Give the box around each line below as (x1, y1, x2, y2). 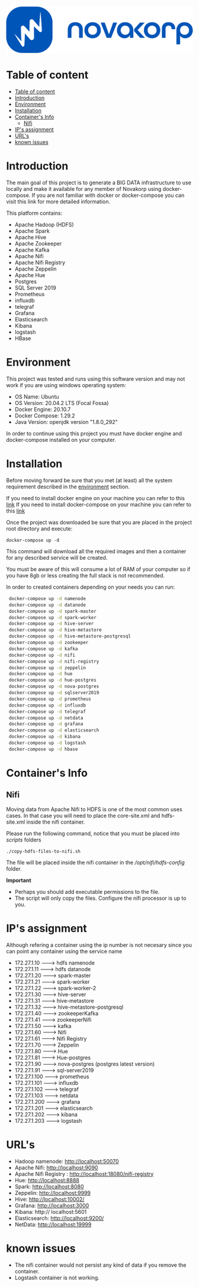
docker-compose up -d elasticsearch (8, 727, 99, 733)
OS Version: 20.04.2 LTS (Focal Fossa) (14, 399, 109, 406)
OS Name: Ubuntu (14, 393, 59, 400)
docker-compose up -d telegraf (8, 708, 86, 714)
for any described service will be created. (6, 554, 108, 561)
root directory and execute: (6, 525, 73, 532)
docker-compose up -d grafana (8, 721, 84, 727)
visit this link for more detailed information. (6, 198, 111, 205)
